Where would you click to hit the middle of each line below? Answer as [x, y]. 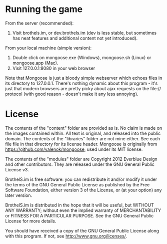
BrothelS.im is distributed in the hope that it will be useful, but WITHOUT [79, 205]
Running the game [44, 9]
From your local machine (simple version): [48, 48]
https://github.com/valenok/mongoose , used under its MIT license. [74, 149]
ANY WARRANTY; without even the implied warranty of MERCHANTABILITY [83, 210]
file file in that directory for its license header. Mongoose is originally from [81, 144]
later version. [19, 195]
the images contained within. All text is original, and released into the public [83, 133]
